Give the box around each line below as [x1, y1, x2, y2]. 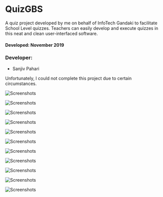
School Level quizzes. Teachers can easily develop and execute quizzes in [5, 25, 159, 31]
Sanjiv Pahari [12, 66, 40, 72]
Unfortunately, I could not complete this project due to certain [5, 75, 132, 81]
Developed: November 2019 [5, 42, 64, 48]
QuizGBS [5, 3, 43, 15]
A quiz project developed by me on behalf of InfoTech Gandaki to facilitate [5, 20, 158, 26]
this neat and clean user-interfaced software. [5, 30, 98, 36]
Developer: [5, 54, 33, 61]
